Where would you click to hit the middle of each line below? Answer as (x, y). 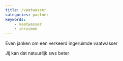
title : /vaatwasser (26, 10)
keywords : (16, 19)
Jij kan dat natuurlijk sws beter (37, 53)
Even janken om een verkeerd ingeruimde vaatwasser (61, 43)
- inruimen (26, 29)
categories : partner (27, 15)
